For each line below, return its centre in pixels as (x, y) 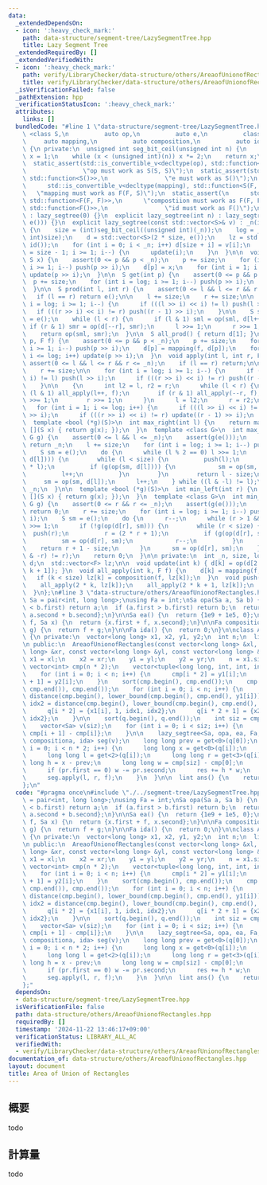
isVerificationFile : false (60, 1008)
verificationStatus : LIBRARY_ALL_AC (76, 1037)
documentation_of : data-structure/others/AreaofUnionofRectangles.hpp (128, 1059)
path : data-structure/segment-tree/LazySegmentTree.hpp (117, 38)
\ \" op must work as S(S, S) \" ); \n (108, 171)
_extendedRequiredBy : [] (56, 53)
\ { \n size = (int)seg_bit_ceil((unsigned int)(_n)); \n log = (138, 230)
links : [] (39, 119)
